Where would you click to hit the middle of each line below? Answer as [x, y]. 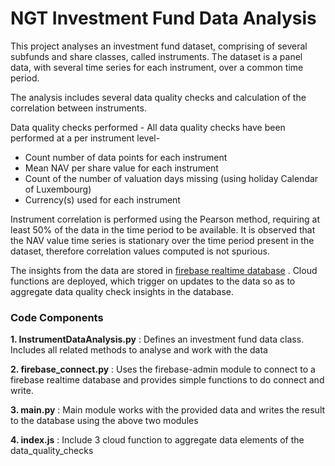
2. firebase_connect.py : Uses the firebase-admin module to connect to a [163, 369]
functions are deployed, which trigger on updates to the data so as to [153, 281]
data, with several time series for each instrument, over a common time [157, 67]
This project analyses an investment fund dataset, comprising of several [159, 46]
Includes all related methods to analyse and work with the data [139, 350]
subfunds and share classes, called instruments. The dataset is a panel [156, 56]
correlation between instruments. [78, 108]
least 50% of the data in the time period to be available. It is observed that [163, 229]
